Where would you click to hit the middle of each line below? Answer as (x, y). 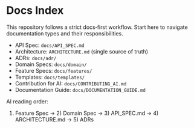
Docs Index (35, 11)
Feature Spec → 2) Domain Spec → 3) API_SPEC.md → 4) (87, 113)
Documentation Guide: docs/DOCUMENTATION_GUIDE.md (80, 90)
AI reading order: (27, 101)
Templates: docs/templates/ (50, 77)
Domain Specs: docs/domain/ (51, 64)
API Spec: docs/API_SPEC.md (50, 45)
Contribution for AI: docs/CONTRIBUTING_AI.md (71, 83)
